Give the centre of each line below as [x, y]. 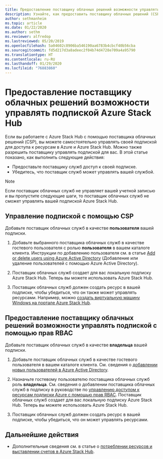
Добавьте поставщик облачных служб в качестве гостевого [74, 359]
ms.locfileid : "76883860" [31, 68]
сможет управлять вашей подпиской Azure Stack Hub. [61, 201]
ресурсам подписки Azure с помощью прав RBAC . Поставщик [77, 394]
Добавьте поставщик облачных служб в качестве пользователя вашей [80, 228]
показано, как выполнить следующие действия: [55, 157]
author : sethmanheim [26, 18]
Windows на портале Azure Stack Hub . [51, 303]
